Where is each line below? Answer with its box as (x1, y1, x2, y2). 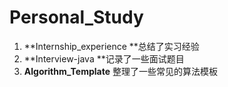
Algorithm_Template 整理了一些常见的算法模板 (23, 65, 218, 77)
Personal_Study (9, 6, 144, 29)
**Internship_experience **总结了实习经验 (23, 40, 200, 52)
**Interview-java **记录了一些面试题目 (23, 52, 185, 65)
